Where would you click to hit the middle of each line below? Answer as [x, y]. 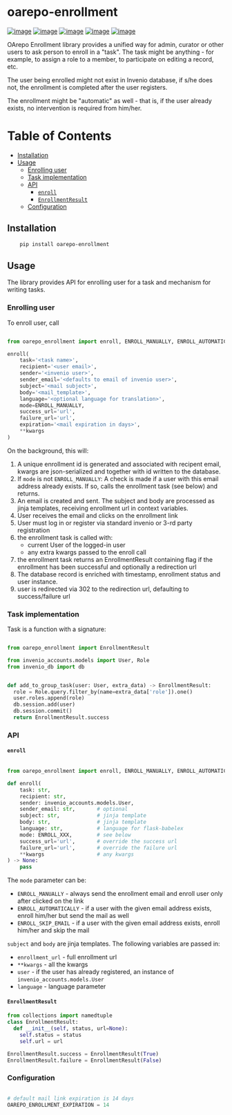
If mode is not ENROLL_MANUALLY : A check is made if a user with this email [118, 478]
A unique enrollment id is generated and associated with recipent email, [119, 464]
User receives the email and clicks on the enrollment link [97, 515]
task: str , [35, 790]
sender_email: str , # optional [74, 809]
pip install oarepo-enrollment [65, 244]
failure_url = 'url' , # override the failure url [98, 847]
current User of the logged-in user [76, 545]
